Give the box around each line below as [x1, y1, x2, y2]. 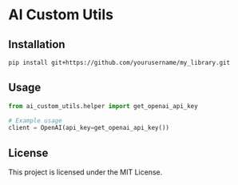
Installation [8, 38, 65, 51]
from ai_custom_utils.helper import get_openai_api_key [8, 102, 198, 110]
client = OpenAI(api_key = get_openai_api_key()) [8, 124, 170, 132]
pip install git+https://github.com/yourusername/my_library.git [8, 58, 230, 66]
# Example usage [8, 116, 62, 125]
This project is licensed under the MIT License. [8, 167, 163, 177]
